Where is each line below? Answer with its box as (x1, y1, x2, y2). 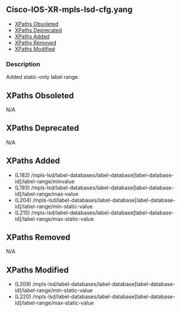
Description (6, 60, 41, 68)
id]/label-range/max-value (14, 190, 79, 197)
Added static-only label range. (6, 74, 80, 81)
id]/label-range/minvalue (14, 178, 75, 185)
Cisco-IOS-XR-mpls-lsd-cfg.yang (6, 5, 133, 15)
